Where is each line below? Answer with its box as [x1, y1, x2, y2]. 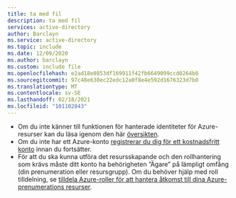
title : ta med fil [7, 10, 62, 18]
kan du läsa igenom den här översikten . [43, 129, 160, 138]
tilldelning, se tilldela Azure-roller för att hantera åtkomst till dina [17, 175, 205, 183]
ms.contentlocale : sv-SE [7, 89, 81, 97]
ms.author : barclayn [7, 57, 69, 64]
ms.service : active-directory [7, 37, 97, 44]
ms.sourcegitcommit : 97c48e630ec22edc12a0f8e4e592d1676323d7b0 [7, 76, 199, 84]
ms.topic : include [7, 43, 62, 50]
